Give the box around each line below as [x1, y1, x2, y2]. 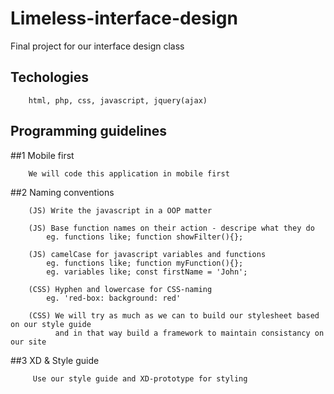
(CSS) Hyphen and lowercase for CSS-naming [28, 284, 213, 294]
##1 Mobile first [10, 149, 75, 161]
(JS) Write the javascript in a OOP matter [28, 205, 213, 216]
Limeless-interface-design [10, 7, 238, 30]
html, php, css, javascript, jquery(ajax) [28, 95, 208, 106]
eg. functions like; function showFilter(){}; [46, 232, 244, 242]
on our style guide [10, 319, 92, 329]
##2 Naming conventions [10, 186, 115, 198]
